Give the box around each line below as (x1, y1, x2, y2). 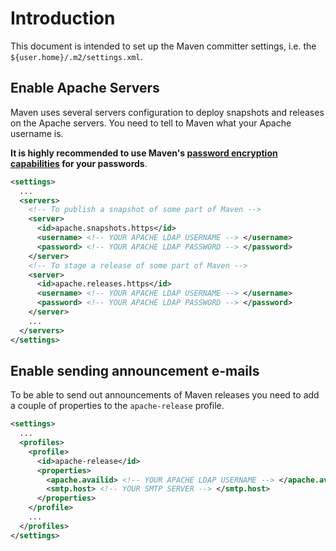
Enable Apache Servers (10, 80, 160, 97)
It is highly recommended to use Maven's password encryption (10, 147, 278, 159)
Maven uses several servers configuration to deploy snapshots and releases (10, 106, 325, 118)
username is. (10, 127, 64, 139)
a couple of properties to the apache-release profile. (10, 400, 225, 412)
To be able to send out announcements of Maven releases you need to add (10, 389, 320, 401)
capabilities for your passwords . (10, 157, 148, 169)
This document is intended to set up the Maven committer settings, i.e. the (10, 40, 317, 52)
